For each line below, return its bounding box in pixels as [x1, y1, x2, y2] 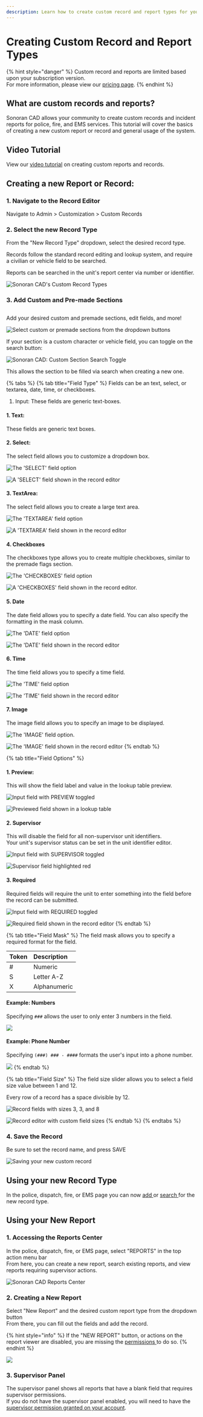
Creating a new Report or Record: [6, 178, 135, 188]
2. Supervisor [6, 819, 41, 827]
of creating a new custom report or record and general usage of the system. [6, 127, 196, 134]
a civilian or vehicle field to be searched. [6, 257, 107, 265]
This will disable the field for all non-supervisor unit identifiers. [6, 833, 162, 840]
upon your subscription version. [6, 74, 86, 82]
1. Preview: [6, 768, 34, 776]
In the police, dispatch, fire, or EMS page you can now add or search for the [6, 1191, 195, 1199]
